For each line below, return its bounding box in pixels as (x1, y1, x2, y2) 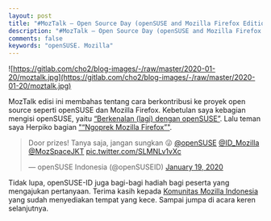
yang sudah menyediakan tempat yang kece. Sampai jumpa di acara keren (8, 195, 256, 205)
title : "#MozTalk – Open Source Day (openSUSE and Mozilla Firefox (8, 19, 240, 27)
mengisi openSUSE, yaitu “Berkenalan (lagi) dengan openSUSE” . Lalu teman (8, 114, 261, 123)
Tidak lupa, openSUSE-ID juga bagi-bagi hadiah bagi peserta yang (8, 178, 230, 188)
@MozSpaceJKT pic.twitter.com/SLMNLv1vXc (27, 147, 181, 156)
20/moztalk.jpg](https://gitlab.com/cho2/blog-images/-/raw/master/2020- (8, 73, 256, 82)
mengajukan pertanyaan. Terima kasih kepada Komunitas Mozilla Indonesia (8, 186, 259, 196)
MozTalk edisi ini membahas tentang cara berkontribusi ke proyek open (8, 97, 246, 106)
